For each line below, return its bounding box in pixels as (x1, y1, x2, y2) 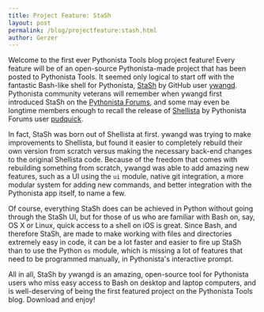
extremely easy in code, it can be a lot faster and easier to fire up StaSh (8, 238, 242, 247)
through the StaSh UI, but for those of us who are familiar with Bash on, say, (8, 212, 255, 222)
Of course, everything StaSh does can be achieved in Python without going (8, 204, 254, 214)
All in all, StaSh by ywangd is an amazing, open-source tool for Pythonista (8, 270, 249, 280)
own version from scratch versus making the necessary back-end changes (8, 146, 253, 156)
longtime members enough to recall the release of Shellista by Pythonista (8, 106, 247, 116)
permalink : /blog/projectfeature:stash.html (8, 26, 157, 34)
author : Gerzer (8, 33, 58, 42)
